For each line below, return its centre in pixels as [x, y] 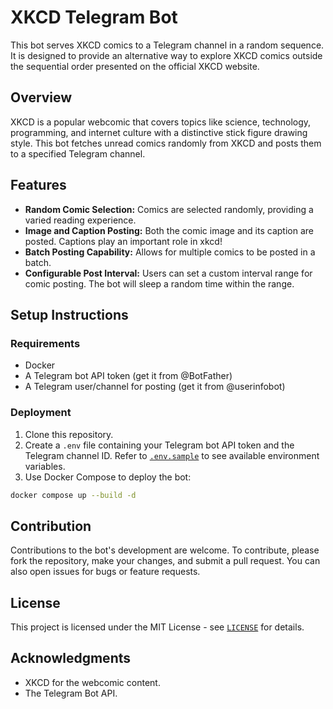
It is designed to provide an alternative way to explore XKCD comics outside [166, 55]
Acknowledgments [71, 658]
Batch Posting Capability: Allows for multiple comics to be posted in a [170, 252]
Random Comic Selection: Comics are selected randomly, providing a [169, 209]
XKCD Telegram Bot [94, 17]
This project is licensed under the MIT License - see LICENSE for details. [157, 627]
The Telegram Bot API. [71, 693]
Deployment [41, 413]
